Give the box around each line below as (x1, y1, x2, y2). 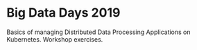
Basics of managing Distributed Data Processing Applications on (6, 28, 191, 36)
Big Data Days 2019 (6, 5, 121, 21)
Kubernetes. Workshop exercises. (6, 35, 103, 43)
